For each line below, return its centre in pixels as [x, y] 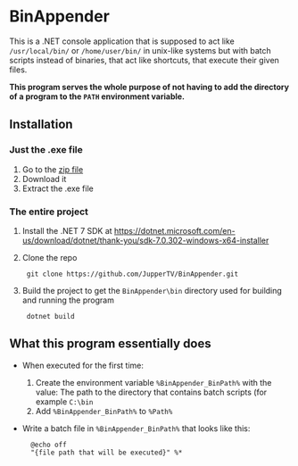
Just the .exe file [46, 150]
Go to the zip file [53, 169]
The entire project [49, 212]
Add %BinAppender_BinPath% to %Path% [104, 411]
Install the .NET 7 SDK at [67, 230]
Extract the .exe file [58, 188]
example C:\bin [64, 401]
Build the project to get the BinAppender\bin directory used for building [152, 290]
